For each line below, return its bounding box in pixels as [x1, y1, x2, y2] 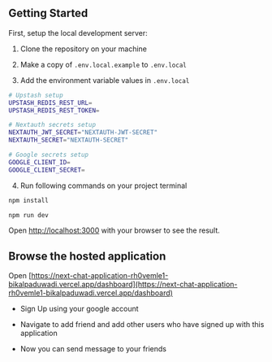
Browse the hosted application [8, 249, 166, 263]
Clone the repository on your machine [19, 44, 148, 54]
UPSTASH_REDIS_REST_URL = [8, 98, 93, 107]
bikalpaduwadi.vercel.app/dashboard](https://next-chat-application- [8, 280, 238, 290]
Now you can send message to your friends [19, 344, 167, 354]
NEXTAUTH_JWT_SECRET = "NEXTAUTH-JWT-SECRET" [8, 129, 158, 137]
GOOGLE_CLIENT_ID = [8, 158, 71, 166]
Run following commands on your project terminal [19, 181, 188, 190]
